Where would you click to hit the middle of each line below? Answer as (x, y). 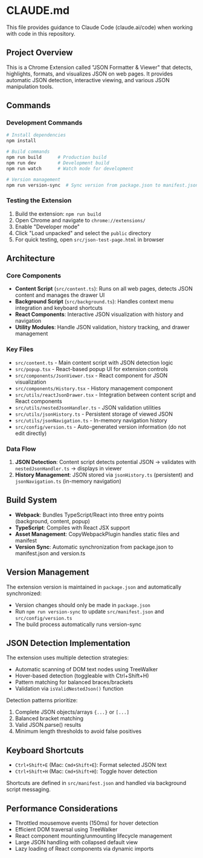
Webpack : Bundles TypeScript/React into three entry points (89, 515)
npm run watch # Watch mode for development (70, 169)
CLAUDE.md (38, 11)
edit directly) (31, 433)
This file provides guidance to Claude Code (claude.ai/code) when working (100, 27)
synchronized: (24, 593)
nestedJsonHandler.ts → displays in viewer (68, 468)
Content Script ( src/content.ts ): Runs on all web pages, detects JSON (104, 289)
